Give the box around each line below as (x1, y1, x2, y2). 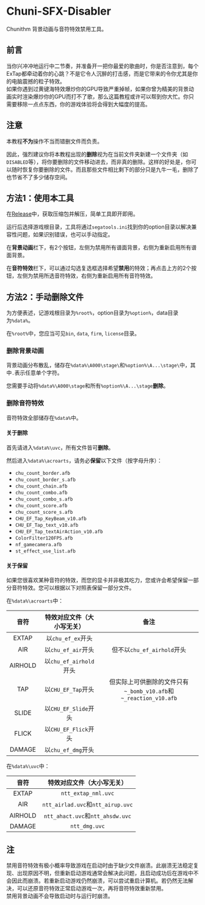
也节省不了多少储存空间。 (6, 173, 71, 181)
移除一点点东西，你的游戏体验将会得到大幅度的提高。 (16, 100, 151, 108)
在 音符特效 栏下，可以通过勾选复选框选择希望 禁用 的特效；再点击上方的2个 (6, 265, 192, 272)
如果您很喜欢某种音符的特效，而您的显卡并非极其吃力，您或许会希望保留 (6, 576, 188, 584)
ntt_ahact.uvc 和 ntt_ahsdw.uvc (43, 812, 132, 820)
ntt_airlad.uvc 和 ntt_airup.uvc (42, 801, 133, 809)
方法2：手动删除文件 (6, 291, 84, 302)
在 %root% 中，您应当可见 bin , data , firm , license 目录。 (6, 330, 140, 337)
